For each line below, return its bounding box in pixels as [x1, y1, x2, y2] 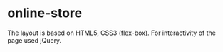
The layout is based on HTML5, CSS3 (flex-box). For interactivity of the [7, 28, 216, 37]
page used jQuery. [7, 36, 62, 44]
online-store [7, 5, 83, 21]
